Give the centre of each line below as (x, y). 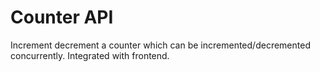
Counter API (62, 17)
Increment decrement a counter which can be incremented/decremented (160, 45)
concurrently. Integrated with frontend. (90, 55)
